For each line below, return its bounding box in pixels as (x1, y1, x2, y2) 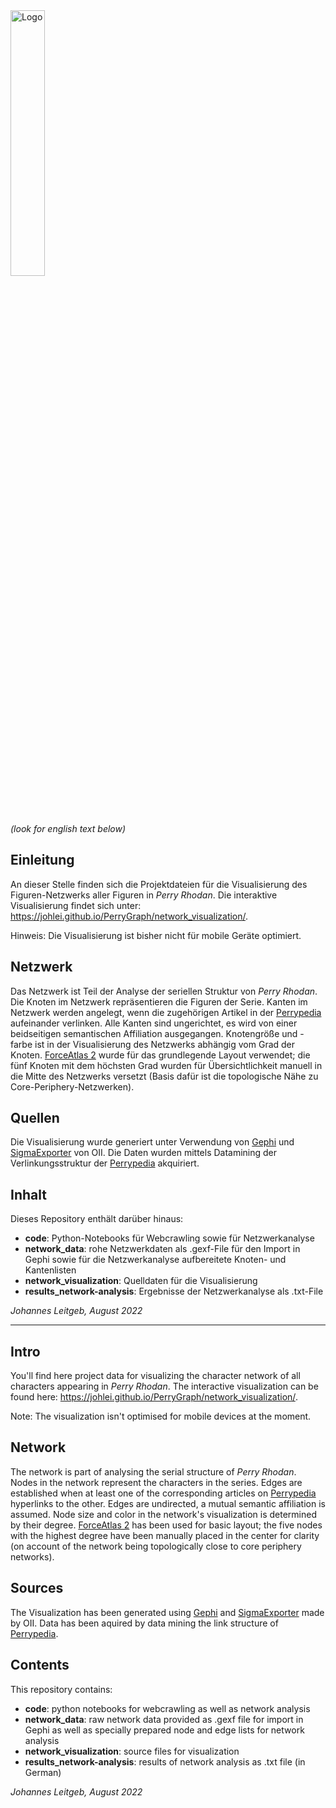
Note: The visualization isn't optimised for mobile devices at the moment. (10, 1410, 312, 1423)
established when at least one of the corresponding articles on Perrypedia (10, 1487, 317, 1499)
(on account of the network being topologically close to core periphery (10, 1540, 302, 1552)
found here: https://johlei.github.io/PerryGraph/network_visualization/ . (10, 1391, 298, 1403)
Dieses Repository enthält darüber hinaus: (10, 1213, 184, 1225)
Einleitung (10, 852, 75, 869)
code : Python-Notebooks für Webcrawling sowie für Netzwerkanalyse (24, 1232, 315, 1244)
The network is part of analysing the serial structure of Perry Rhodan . (10, 1465, 297, 1478)
